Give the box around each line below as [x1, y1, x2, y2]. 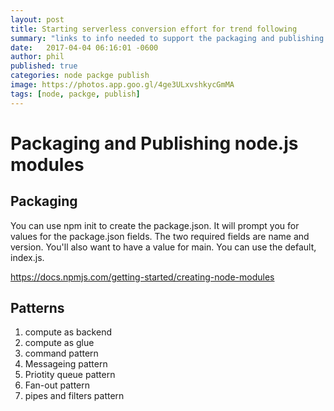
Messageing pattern [24, 358, 108, 370]
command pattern [24, 347, 99, 360]
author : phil [10, 52, 65, 62]
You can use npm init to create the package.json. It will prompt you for [10, 219, 300, 231]
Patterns [10, 300, 65, 317]
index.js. [10, 251, 45, 263]
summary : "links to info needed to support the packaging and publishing [10, 33, 325, 43]
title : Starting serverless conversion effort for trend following [10, 24, 298, 34]
